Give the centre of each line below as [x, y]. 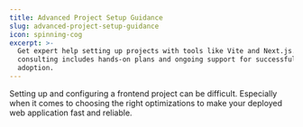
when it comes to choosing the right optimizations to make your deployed [146, 103]
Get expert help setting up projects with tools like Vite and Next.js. [157, 51]
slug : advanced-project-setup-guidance [84, 26]
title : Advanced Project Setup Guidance [87, 18]
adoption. [36, 68]
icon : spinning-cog [46, 34]
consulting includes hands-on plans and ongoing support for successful [157, 59]
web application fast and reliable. [71, 113]
